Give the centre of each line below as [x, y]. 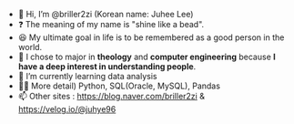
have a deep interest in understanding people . [107, 67]
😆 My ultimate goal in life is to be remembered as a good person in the [151, 37]
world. [30, 47]
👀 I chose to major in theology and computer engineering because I [147, 57]
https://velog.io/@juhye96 [67, 109]
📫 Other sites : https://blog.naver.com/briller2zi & [111, 96]
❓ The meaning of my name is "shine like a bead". [111, 24]
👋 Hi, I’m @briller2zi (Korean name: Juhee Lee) [106, 14]
